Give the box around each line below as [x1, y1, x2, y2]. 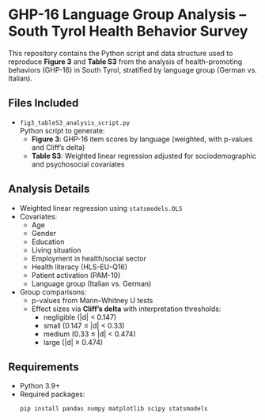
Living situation [31, 245, 81, 254]
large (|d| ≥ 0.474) [43, 337, 104, 347]
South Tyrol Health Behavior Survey [8, 22, 248, 40]
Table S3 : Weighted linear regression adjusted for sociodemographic [31, 151, 257, 160]
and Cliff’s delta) [31, 142, 85, 152]
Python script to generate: [19, 126, 105, 135]
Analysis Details [8, 182, 90, 196]
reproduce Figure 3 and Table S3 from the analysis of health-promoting [8, 57, 243, 66]
